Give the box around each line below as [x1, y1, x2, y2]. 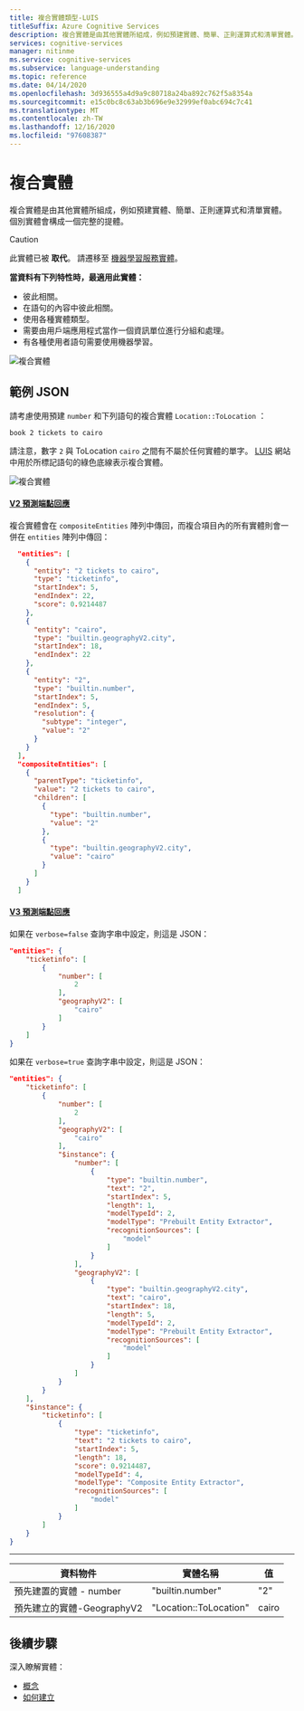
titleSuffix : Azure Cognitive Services [9, 22, 160, 31]
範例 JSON [9, 385, 70, 400]
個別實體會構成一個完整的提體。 [9, 215, 128, 226]
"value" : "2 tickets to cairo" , [33, 784, 156, 794]
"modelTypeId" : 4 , [73, 1469, 144, 1479]
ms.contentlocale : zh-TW [9, 114, 103, 123]
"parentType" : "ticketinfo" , [33, 776, 144, 785]
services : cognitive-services [9, 38, 124, 48]
